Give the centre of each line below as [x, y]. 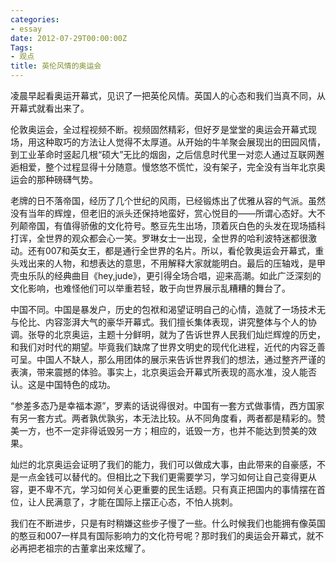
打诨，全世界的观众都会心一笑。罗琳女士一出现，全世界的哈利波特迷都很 [159, 238]
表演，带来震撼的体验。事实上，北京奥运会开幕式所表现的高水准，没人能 [159, 372]
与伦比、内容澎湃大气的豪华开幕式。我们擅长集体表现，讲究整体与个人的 [159, 322]
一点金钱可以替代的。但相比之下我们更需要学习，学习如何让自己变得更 [163, 477]
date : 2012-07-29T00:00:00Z [69, 38]
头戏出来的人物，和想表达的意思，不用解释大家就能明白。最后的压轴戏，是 [163, 263]
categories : [35, 19]
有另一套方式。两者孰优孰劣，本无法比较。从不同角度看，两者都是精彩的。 [163, 418]
